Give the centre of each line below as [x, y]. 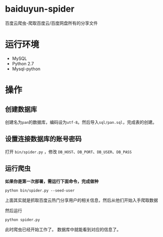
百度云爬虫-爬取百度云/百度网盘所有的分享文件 [51, 23]
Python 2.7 [23, 63]
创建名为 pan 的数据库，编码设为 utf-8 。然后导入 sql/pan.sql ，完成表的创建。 [81, 122]
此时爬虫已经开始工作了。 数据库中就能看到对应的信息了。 [63, 229]
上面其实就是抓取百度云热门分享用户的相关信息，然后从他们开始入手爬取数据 [81, 200]
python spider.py [23, 220]
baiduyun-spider [40, 9]
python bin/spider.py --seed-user [40, 190]
